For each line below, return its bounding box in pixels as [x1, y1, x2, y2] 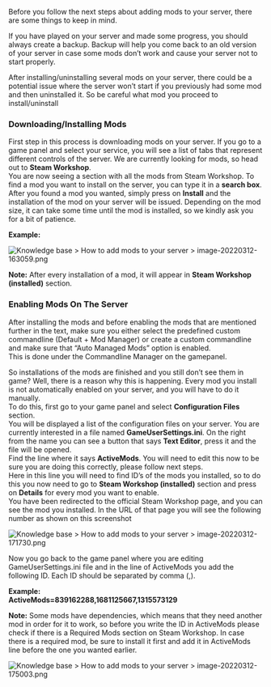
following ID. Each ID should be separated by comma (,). [8, 570, 196, 580]
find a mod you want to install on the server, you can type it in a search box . [8, 180, 262, 189]
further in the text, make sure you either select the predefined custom [8, 325, 241, 335]
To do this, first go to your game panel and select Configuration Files [8, 401, 240, 411]
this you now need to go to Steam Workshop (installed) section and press [8, 479, 257, 489]
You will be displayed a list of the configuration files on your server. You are [8, 418, 260, 428]
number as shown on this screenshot [8, 513, 132, 523]
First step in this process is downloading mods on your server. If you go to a [8, 137, 261, 146]
